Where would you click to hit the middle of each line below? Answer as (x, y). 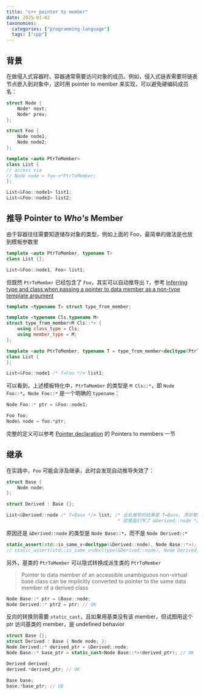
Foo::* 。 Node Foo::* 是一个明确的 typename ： (63, 393)
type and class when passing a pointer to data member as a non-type (93, 289)
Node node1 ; (32, 137)
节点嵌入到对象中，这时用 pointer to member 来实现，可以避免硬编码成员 (97, 84)
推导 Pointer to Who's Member (65, 218)
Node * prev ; (32, 114)
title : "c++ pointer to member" (47, 12)
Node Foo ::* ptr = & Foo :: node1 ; (47, 405)
